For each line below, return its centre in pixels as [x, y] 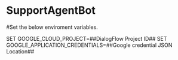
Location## [20, 51]
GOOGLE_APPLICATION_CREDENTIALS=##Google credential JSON [89, 45]
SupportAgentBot [51, 10]
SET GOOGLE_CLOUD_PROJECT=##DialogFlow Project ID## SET [87, 38]
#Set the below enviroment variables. [52, 27]
